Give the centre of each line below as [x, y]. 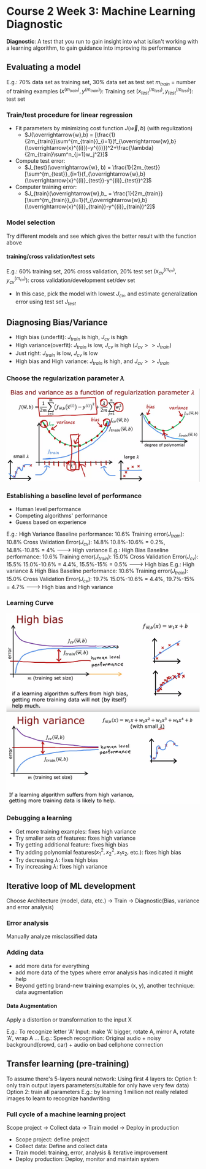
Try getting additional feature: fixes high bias [72, 844]
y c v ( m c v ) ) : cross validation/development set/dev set [71, 280]
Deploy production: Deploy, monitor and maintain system [87, 1159]
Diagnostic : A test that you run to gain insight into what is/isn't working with [102, 41]
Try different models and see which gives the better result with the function [101, 236]
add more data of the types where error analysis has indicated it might [104, 972]
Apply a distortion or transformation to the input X [69, 1019]
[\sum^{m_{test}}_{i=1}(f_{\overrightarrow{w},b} [85, 174]
